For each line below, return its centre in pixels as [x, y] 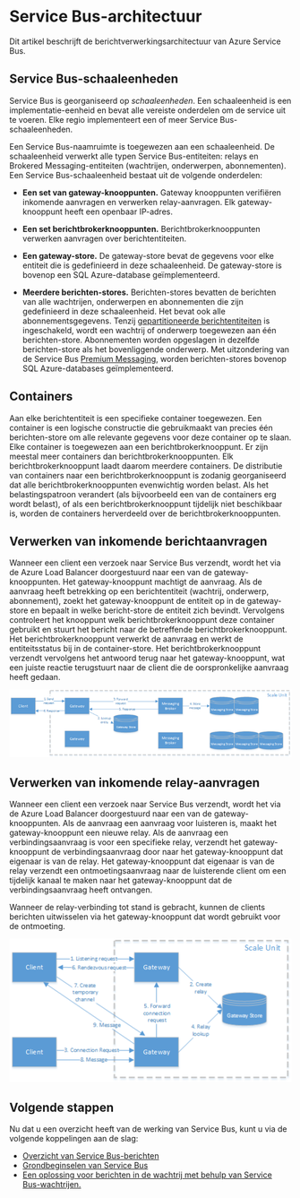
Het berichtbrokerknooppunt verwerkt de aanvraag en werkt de [126, 639]
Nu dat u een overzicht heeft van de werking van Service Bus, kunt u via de [149, 1129]
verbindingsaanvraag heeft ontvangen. [81, 890]
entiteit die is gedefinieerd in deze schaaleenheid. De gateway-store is [152, 265]
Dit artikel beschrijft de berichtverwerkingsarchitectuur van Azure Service [145, 41]
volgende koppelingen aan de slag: [74, 1138]
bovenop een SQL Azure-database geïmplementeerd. [121, 274]
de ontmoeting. [37, 927]
